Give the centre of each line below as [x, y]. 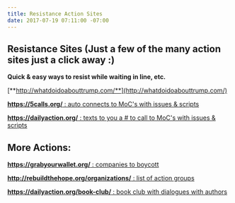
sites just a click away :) [61, 60]
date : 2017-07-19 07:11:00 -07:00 [58, 20]
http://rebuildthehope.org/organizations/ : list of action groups [101, 178]
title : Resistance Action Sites [55, 14]
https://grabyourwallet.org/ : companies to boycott [83, 165]
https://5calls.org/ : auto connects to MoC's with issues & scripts [103, 104]
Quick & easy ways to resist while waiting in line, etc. [87, 77]
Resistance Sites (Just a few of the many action [114, 49]
